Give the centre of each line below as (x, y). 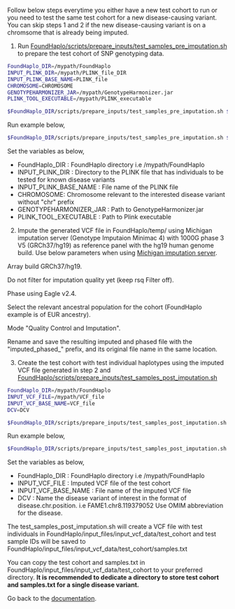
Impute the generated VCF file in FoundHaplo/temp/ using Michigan (115, 230)
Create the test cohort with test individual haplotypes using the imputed (121, 363)
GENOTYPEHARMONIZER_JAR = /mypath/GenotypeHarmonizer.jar (90, 93)
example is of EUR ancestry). (49, 314)
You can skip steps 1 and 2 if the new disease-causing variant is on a (107, 25)
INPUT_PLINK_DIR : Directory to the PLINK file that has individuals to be (120, 172)
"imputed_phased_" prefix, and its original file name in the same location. (113, 349)
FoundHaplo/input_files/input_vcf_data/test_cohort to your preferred (105, 570)
